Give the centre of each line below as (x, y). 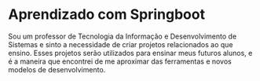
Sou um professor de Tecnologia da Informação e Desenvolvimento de (123, 36)
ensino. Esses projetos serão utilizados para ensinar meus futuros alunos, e (130, 53)
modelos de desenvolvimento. (57, 69)
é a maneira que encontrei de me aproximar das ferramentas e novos (120, 61)
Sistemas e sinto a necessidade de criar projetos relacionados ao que (121, 44)
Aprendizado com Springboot (107, 15)
